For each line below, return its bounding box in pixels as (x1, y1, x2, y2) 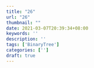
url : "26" (6, 14, 31, 20)
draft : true (6, 53, 35, 59)
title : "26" (6, 8, 35, 15)
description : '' (6, 36, 46, 42)
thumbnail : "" (6, 20, 41, 25)
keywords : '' (6, 31, 38, 37)
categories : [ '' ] (6, 47, 49, 53)
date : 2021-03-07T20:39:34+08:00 (6, 25, 89, 31)
